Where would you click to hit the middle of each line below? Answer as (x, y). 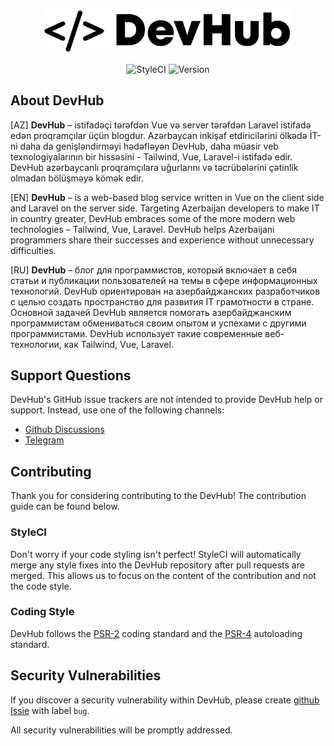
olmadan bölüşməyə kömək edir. (77, 178)
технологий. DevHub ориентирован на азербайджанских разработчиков (165, 291)
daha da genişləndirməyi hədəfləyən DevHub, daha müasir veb (149, 146)
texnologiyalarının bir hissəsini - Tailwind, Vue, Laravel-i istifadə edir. (151, 156)
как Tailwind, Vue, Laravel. (118, 344)
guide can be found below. (65, 506)
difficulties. (33, 250)
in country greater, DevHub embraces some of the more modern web (153, 218)
